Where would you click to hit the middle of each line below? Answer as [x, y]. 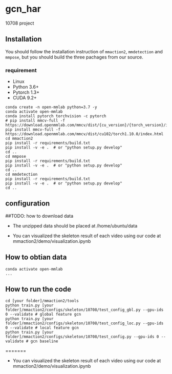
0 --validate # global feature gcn [43, 315]
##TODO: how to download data [39, 216]
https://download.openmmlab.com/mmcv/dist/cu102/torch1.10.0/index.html [84, 134]
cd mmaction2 [19, 139]
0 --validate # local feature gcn [42, 328]
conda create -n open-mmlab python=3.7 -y [51, 107]
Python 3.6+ [26, 87]
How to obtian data [36, 257]
